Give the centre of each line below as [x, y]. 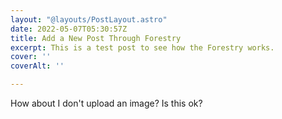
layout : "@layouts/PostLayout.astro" [89, 19]
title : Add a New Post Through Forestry [96, 38]
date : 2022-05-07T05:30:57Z [69, 29]
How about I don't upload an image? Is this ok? [106, 103]
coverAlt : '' [37, 66]
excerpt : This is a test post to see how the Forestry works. [142, 47]
